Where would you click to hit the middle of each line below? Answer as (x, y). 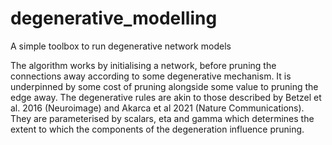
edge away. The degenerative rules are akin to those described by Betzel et (166, 97)
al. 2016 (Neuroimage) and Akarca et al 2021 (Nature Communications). (157, 108)
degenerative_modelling (114, 18)
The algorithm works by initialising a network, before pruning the (143, 65)
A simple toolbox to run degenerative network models (121, 46)
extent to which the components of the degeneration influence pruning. (157, 129)
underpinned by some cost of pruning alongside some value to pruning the (164, 86)
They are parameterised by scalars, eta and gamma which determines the (162, 118)
